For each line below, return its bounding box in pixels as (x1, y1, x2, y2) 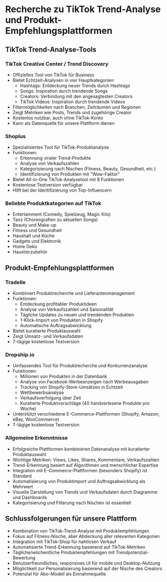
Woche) (20, 406, 37, 412)
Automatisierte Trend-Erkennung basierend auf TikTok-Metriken (12, 544, 146, 550)
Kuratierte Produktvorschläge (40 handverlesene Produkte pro (20, 400, 150, 407)
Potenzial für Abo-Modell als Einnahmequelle (12, 570, 106, 577)
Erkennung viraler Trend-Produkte (20, 155, 92, 161)
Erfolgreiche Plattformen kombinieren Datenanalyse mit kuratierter (12, 446, 150, 452)
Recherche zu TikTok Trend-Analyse (5, 4, 161, 15)
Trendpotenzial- (115, 549, 149, 555)
